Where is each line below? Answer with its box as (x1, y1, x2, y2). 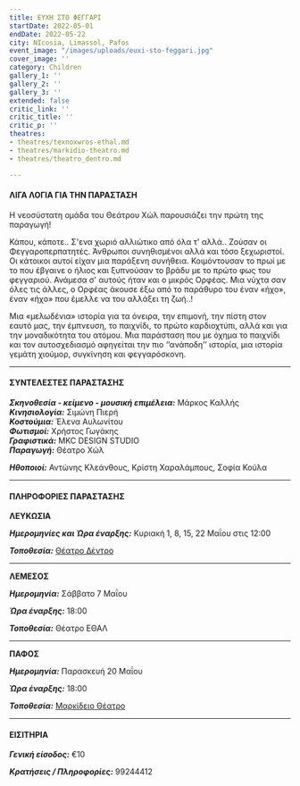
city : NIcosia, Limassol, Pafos (9, 38, 129, 47)
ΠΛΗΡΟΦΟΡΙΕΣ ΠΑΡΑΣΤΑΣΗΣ (9, 490, 125, 501)
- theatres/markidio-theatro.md (9, 146, 129, 155)
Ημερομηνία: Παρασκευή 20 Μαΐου (9, 666, 143, 677)
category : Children (9, 63, 82, 72)
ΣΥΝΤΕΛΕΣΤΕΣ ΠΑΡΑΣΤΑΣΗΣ (9, 377, 125, 389)
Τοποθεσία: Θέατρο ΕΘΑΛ (9, 623, 108, 634)
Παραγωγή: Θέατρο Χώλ (9, 444, 104, 456)
